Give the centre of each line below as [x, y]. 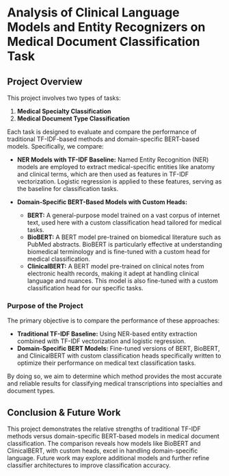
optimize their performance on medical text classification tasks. [106, 363]
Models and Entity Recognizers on [106, 27]
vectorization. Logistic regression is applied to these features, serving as [119, 181]
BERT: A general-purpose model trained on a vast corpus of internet [123, 215]
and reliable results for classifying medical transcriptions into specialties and [115, 384]
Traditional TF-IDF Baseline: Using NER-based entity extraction [107, 334]
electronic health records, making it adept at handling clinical [113, 273]
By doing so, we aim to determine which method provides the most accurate [114, 376]
